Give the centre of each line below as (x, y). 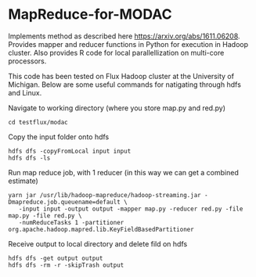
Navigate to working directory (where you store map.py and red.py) (117, 108)
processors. (27, 61)
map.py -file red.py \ (45, 216)
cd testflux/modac (38, 122)
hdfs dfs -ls (29, 158)
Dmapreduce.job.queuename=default (65, 202)
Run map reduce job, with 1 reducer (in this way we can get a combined (123, 172)
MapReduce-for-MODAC (90, 14)
